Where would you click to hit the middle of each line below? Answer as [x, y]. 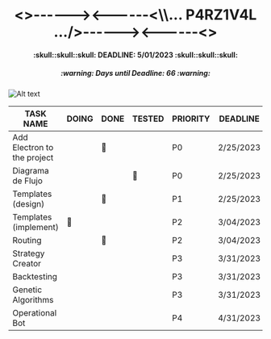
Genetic [27, 290]
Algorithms [33, 299]
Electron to [33, 147]
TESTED [148, 119]
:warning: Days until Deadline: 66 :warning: [135, 73]
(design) [29, 203]
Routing [27, 240]
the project [33, 157]
